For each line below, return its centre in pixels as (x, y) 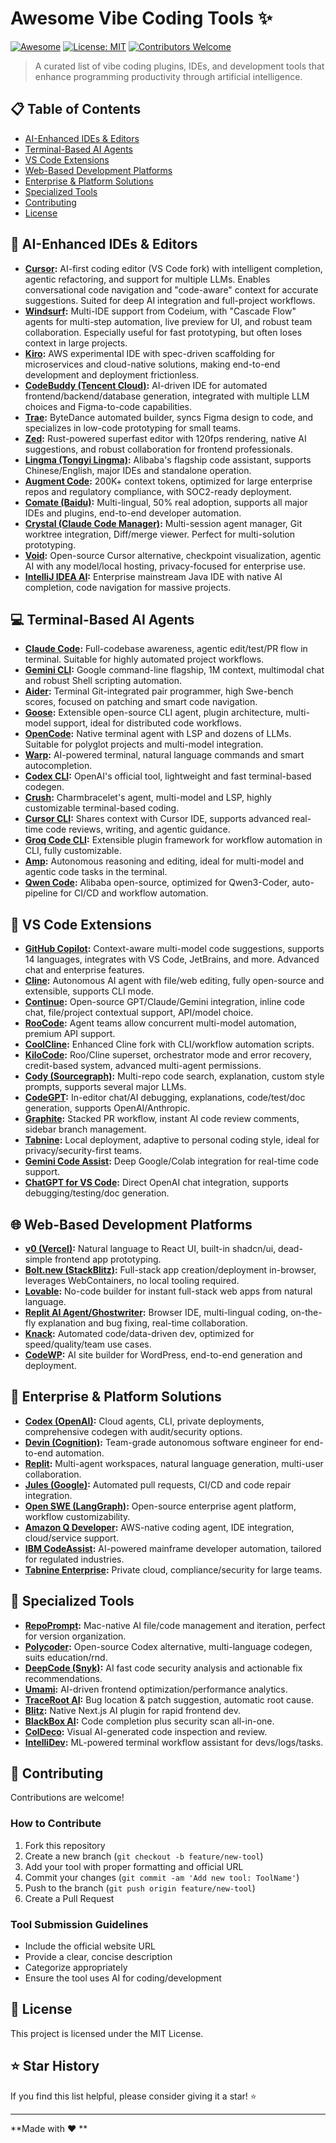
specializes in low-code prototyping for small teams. (133, 428)
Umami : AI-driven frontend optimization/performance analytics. (156, 1689)
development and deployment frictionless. (112, 374)
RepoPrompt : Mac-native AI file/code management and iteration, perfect (175, 1625)
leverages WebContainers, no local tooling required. (132, 1280)
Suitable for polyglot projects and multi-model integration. (144, 744)
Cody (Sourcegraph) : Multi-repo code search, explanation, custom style (174, 1076)
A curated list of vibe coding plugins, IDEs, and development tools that (179, 66)
